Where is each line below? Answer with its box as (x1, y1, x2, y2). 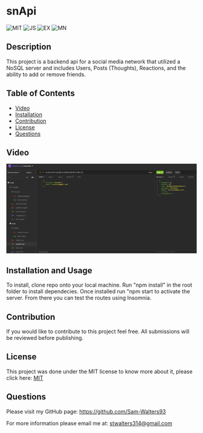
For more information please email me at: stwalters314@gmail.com (6, 419, 172, 427)
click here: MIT (6, 374, 43, 382)
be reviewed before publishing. (6, 334, 83, 341)
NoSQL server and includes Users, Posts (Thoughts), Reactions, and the (6, 64, 186, 71)
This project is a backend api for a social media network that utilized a (6, 57, 181, 65)
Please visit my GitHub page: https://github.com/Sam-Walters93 (6, 408, 166, 415)
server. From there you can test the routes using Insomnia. (6, 295, 152, 302)
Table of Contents (6, 88, 76, 99)
